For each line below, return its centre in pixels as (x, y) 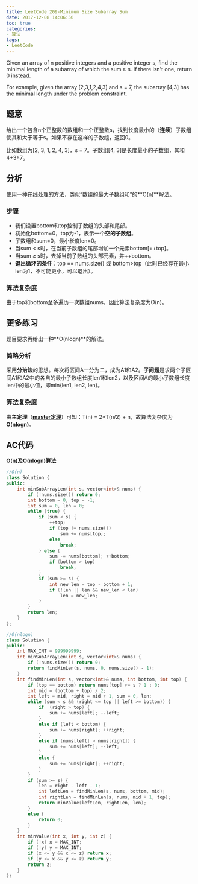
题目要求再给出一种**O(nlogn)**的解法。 (57, 339)
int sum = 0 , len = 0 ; (56, 506)
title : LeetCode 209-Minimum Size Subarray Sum (67, 12)
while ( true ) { (47, 511)
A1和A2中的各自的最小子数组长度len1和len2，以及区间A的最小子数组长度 (101, 378)
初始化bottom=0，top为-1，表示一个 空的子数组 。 (76, 233)
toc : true (19, 23)
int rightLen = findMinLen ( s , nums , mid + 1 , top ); (104, 797)
